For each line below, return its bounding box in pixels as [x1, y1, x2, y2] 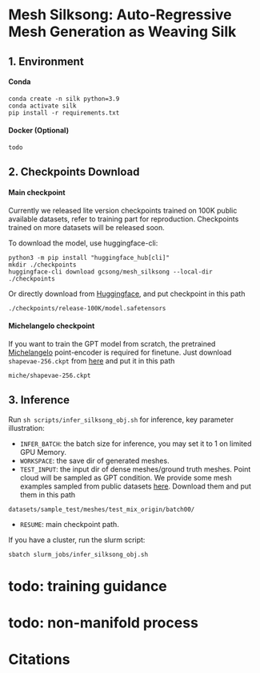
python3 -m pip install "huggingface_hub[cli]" [8, 253, 170, 261]
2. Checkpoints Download [8, 165, 140, 179]
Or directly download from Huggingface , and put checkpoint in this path [8, 289, 246, 298]
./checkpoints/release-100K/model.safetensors [8, 304, 166, 312]
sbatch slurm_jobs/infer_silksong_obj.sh [8, 550, 149, 558]
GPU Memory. [19, 447, 66, 456]
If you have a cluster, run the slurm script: [8, 535, 146, 545]
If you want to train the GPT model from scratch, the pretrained [8, 339, 216, 348]
